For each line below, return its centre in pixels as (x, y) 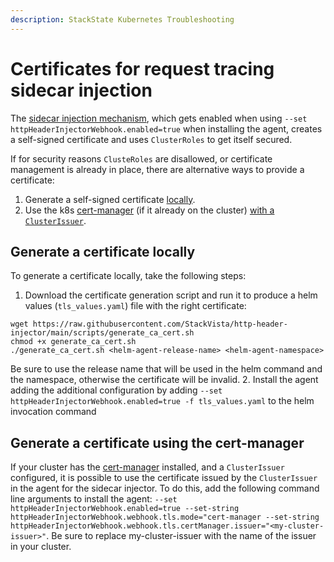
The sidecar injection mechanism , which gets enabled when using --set (159, 118)
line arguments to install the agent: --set (94, 499)
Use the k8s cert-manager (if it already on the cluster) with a (149, 210)
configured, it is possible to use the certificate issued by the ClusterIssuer (164, 478)
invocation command (53, 412)
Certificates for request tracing (142, 68)
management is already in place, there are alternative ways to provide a (157, 169)
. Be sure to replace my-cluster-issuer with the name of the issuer (181, 536)
